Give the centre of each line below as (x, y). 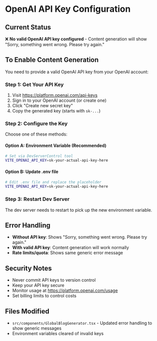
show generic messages (37, 328)
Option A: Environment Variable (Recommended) (56, 145)
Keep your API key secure (38, 285)
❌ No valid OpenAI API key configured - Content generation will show (76, 39)
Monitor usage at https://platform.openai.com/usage (65, 290)
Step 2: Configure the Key (36, 124)
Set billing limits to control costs (44, 296)
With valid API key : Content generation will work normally (70, 248)
